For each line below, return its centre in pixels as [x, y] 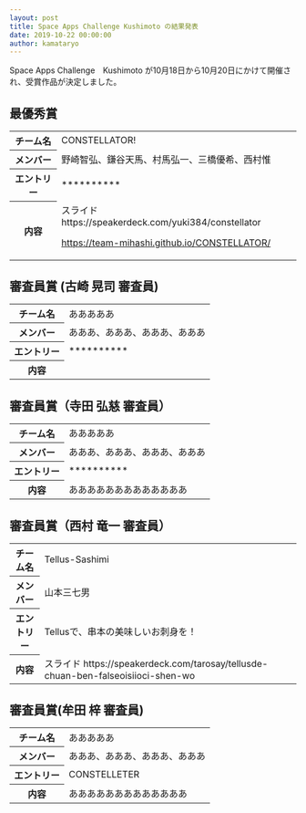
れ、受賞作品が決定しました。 [66, 82]
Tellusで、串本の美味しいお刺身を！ [121, 632]
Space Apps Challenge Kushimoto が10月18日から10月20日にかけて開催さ [150, 70]
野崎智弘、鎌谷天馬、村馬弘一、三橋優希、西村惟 [166, 160]
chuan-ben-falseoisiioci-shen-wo [120, 675]
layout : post [34, 18]
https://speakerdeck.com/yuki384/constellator [161, 222]
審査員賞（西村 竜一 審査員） [90, 526]
